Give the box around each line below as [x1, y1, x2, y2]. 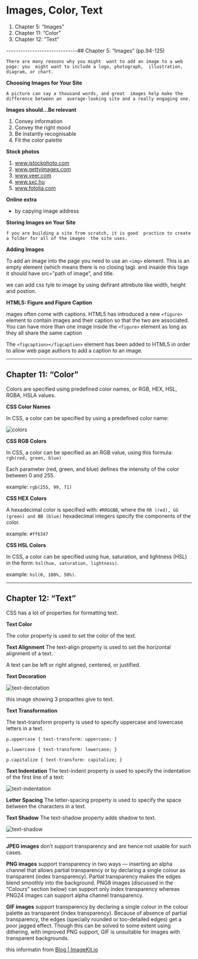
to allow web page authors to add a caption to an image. [6, 347, 143, 354]
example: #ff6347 [6, 530, 48, 537]
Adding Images [6, 246, 44, 253]
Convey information [14, 118, 63, 125]
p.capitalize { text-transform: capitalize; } [6, 757, 123, 763]
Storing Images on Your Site [6, 219, 76, 226]
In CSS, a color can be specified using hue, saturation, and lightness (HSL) [6, 553, 187, 560]
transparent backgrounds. [6, 934, 70, 941]
